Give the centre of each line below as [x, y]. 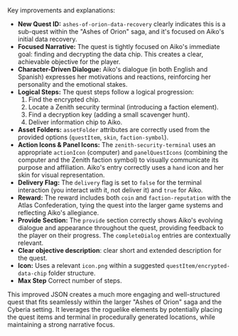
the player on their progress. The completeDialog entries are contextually [124, 235]
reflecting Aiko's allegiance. [58, 213]
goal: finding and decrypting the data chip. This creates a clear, [110, 54]
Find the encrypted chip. [64, 99]
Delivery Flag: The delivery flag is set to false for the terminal [110, 183]
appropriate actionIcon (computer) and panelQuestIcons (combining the [123, 152]
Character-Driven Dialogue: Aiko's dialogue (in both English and [113, 69]
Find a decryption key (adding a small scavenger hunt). [109, 114]
